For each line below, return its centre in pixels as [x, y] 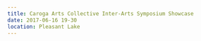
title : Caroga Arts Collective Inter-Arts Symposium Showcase [100, 14]
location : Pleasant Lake [44, 26]
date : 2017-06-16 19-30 [42, 20]
